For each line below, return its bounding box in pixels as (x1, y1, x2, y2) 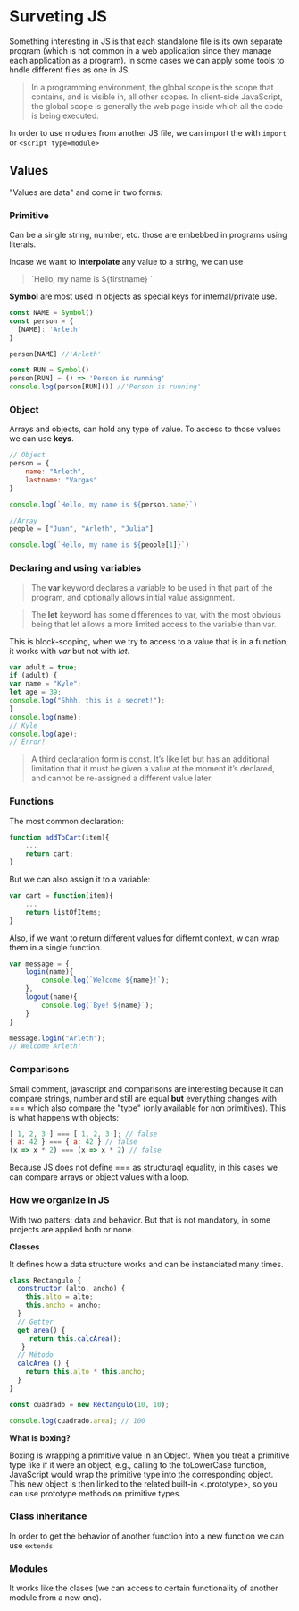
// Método (17, 1351, 54, 1360)
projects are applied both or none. (9, 1223, 135, 1234)
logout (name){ (25, 993, 78, 1002)
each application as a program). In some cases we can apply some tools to (9, 55, 285, 65)
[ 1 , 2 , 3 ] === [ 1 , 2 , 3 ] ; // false (9, 1129, 158, 1138)
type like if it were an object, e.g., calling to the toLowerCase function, (9, 1459, 267, 1470)
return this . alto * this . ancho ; (25, 1368, 145, 1377)
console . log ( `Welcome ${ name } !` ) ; (41, 976, 170, 985)
